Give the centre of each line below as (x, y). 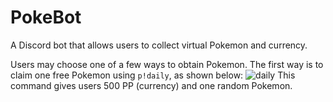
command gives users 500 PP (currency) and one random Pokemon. (151, 85)
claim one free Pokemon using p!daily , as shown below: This (153, 75)
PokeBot (46, 17)
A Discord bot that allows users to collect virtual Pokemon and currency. (159, 45)
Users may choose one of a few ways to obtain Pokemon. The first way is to (167, 64)
